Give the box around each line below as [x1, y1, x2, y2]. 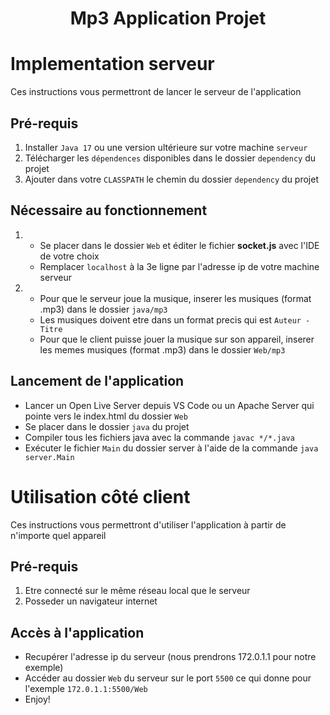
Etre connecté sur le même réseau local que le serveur [24, 585, 251, 597]
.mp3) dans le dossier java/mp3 [39, 303, 168, 315]
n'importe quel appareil [10, 529, 107, 541]
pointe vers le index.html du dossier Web [24, 410, 188, 422]
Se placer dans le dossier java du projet [24, 420, 190, 432]
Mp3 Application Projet [69, 7, 267, 30]
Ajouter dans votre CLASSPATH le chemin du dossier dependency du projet [24, 173, 320, 185]
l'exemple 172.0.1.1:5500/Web [24, 683, 148, 695]
